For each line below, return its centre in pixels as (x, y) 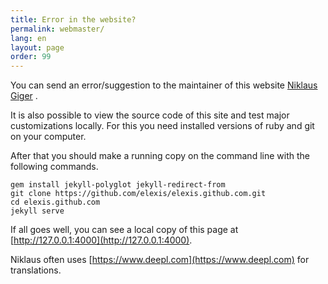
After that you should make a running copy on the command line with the (160, 156)
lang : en (28, 38)
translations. (36, 270)
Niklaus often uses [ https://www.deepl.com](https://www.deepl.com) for (160, 260)
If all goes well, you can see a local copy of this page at (124, 230)
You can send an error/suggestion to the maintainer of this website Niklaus (164, 85)
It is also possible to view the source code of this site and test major (150, 115)
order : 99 (31, 57)
